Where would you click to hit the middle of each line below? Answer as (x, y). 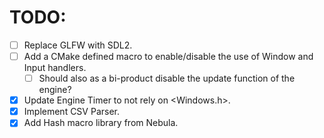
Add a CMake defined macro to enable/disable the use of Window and (168, 56)
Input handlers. (55, 68)
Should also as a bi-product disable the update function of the (167, 78)
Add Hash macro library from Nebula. (101, 123)
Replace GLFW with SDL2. (78, 45)
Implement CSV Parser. (72, 112)
